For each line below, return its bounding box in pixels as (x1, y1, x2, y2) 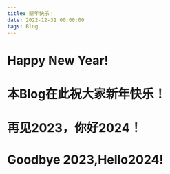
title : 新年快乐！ (7, 10, 55, 17)
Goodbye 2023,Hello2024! (7, 152, 164, 168)
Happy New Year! (7, 52, 109, 68)
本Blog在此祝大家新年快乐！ (7, 86, 167, 102)
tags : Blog (7, 23, 39, 30)
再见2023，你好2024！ (7, 120, 142, 135)
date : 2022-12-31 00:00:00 (7, 17, 85, 23)
